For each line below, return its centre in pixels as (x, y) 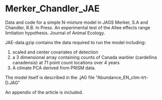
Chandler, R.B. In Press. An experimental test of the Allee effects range (78, 27)
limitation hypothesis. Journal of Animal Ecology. (55, 33)
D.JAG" (13, 83)
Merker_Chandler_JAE (52, 9)
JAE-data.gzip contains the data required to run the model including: (76, 42)
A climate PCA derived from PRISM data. (54, 68)
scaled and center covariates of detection (55, 52)
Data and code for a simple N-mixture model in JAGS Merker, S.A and (77, 22)
